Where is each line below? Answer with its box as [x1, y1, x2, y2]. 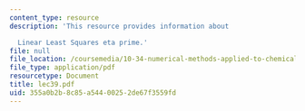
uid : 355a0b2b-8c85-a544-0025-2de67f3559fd [9, 88, 177, 97]
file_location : [9, 55, 67, 64]
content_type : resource [9, 13, 100, 23]
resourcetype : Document [9, 71, 100, 81]
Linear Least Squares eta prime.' [17, 38, 148, 47]
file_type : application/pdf [9, 63, 116, 72]
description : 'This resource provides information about [9, 22, 230, 31]
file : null [9, 46, 51, 55]
